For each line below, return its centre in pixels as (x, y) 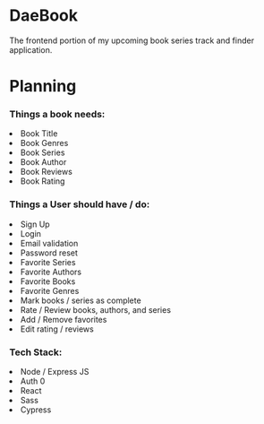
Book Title (39, 134)
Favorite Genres (50, 290)
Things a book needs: (57, 115)
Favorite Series (48, 262)
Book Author (44, 162)
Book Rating (43, 181)
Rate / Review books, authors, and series (96, 309)
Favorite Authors (51, 272)
